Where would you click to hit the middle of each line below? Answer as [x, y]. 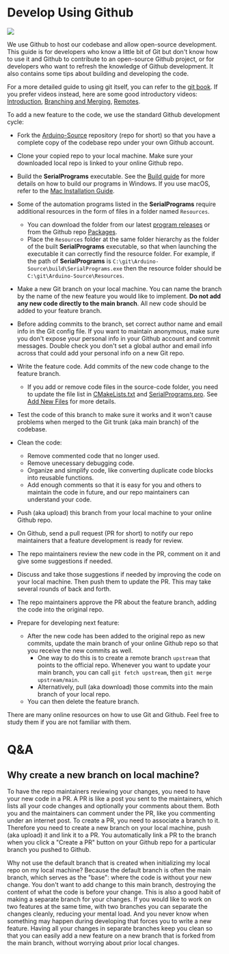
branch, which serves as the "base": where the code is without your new [109, 877]
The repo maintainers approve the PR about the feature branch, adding [117, 602]
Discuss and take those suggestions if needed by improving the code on [119, 574]
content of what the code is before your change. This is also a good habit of [114, 892]
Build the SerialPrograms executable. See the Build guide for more [111, 176]
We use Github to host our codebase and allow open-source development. [112, 44]
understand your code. [59, 499]
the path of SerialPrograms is [69, 261]
